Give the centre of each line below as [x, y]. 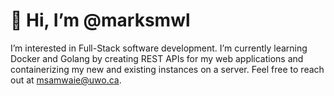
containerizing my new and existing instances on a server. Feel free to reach [167, 69]
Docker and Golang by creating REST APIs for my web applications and [157, 58]
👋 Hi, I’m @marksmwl [100, 20]
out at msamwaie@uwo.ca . [66, 80]
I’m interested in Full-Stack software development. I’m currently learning [159, 48]
